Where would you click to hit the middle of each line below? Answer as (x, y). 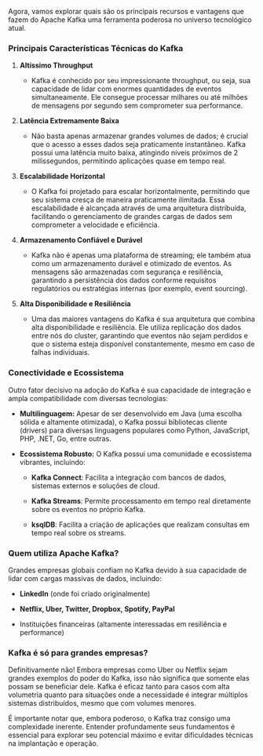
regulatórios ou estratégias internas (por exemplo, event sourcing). (139, 289)
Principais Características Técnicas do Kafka (96, 48)
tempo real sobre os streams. (79, 532)
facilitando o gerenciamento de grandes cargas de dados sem (132, 217)
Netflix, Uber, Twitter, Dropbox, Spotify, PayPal (97, 608)
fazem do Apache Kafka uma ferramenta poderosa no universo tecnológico (130, 20)
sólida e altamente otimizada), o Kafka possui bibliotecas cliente (123, 422)
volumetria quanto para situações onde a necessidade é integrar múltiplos (128, 695)
